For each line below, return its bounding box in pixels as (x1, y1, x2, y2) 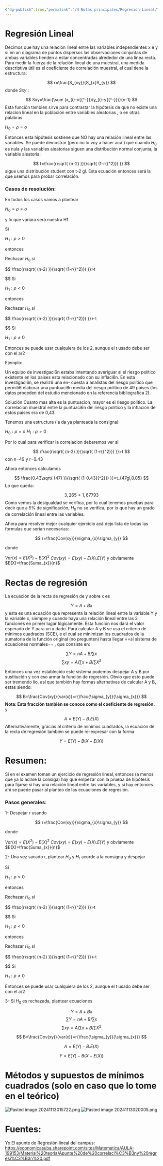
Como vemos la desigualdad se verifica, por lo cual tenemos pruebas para (5, 500, 154, 506)
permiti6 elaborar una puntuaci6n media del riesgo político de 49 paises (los (5, 385, 158, 391)
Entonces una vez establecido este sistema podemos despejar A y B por (5, 669, 150, 675)
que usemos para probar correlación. (5, 173, 80, 179)
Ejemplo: (5, 360, 23, 366)
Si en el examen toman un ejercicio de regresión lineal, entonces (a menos (5, 771, 154, 777)
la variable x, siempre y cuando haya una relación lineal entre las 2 (5, 616, 138, 621)
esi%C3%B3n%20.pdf (5, 1155, 50, 1162)
